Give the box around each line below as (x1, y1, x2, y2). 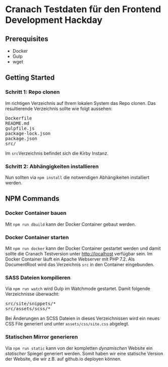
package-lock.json (5, 130, 51, 136)
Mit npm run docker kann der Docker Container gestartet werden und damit (5, 245, 161, 251)
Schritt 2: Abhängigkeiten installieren (5, 163, 99, 170)
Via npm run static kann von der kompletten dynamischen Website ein (5, 345, 153, 351)
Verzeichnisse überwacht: (5, 291, 60, 297)
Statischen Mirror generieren (5, 334, 78, 341)
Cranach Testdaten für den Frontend (5, 4, 161, 15)
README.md (5, 120, 29, 126)
